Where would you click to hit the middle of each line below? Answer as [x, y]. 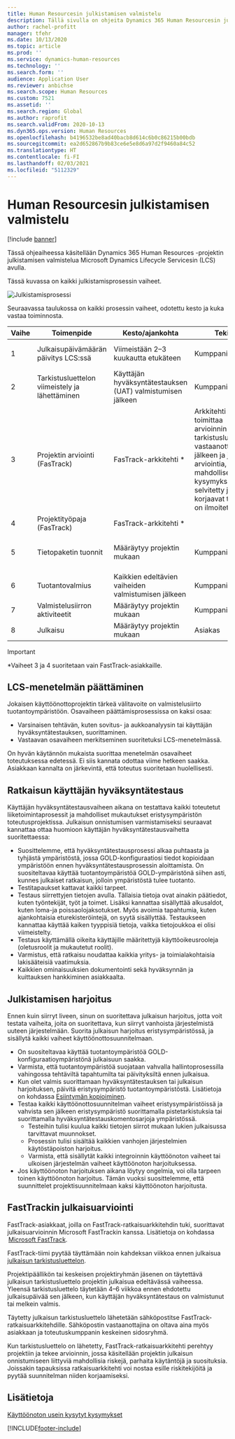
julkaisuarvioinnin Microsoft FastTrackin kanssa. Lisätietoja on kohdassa [111, 1232]
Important [21, 651]
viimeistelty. [35, 933]
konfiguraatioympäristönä [55, 1059]
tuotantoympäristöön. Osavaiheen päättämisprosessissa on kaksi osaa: [109, 711]
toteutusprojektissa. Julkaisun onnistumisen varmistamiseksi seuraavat [109, 822]
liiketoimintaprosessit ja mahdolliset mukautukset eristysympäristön [105, 815]
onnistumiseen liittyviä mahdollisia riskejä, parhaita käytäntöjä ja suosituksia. [117, 1361]
